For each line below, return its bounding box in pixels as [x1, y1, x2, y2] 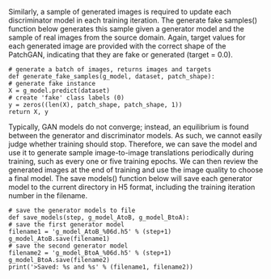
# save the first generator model [8, 221, 125, 229]
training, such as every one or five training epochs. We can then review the [8, 157, 259, 166]
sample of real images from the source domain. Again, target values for [8, 32, 246, 42]
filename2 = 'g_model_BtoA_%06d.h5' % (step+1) [8, 249, 172, 257]
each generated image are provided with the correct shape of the [8, 41, 227, 51]
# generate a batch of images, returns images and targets [8, 66, 212, 74]
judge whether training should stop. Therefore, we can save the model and [8, 139, 257, 149]
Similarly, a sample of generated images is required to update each [8, 7, 232, 16]
